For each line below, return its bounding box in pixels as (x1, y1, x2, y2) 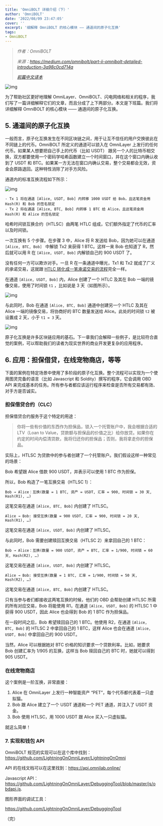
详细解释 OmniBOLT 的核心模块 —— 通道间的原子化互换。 (5, 106, 120, 112)
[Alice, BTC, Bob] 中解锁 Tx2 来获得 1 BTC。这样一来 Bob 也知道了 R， (5, 243, 150, 249)
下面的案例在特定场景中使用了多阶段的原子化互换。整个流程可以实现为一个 (5, 369, 154, 375)
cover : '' (5, 20, 25, 26)
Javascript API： (5, 775, 38, 781)
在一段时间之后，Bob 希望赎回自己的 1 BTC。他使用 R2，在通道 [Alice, (5, 619, 147, 625)
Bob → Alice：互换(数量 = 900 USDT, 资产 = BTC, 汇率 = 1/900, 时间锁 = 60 (5, 548, 153, 553)
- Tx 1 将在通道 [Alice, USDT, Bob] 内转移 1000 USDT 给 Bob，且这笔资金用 (5, 196, 151, 201)
